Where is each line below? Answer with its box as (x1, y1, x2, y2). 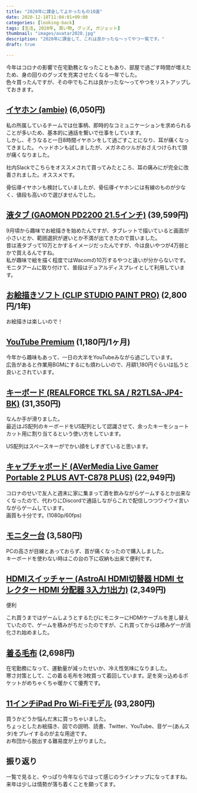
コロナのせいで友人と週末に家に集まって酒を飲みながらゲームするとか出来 (6, 489, 186, 496)
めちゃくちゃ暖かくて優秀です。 (26, 680, 104, 687)
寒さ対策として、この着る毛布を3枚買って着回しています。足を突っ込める (6, 672, 183, 680)
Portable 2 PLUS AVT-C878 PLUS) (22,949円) (6, 473, 176, 483)
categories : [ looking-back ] (6, 19, 75, 25)
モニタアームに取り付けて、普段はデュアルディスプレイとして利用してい (6, 264, 180, 271)
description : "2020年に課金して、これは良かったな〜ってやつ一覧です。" (6, 36, 165, 42)
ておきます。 (6, 86, 37, 93)
